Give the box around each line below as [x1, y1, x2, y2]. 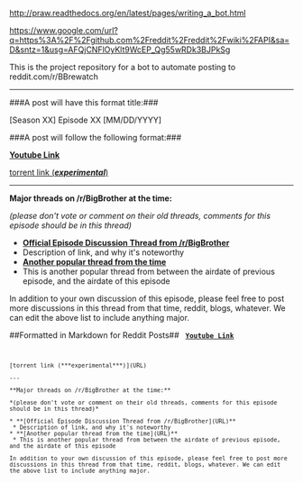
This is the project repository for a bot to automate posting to [9, 62, 236, 72]
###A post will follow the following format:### [9, 132, 182, 142]
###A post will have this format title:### [9, 97, 159, 107]
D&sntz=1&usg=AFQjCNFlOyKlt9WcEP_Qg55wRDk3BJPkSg [9, 44, 231, 55]
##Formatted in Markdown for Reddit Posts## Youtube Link [9, 330, 234, 341]
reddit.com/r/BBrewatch [9, 71, 99, 82]
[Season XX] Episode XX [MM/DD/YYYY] [9, 114, 162, 125]
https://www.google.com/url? [9, 25, 119, 35]
